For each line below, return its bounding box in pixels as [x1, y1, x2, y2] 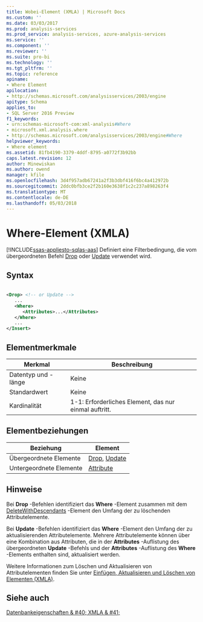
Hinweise [6, 485, 42, 495]
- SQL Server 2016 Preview [6, 110, 74, 116]
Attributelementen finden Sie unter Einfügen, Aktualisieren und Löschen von [6, 569, 195, 576]
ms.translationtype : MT [6, 189, 66, 195]
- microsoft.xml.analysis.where [6, 127, 88, 133]
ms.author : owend [6, 166, 50, 172]
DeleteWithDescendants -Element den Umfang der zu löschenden [6, 506, 170, 514]
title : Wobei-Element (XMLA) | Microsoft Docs [6, 8, 126, 15]
